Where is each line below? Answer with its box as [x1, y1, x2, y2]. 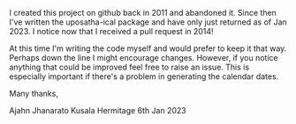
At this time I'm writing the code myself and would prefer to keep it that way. [9, 43, 287, 54]
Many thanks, [9, 88, 59, 98]
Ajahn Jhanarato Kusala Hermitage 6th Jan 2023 [9, 106, 187, 115]
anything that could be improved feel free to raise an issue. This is [9, 62, 250, 72]
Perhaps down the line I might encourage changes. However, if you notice [9, 53, 278, 62]
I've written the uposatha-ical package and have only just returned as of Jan [9, 17, 287, 27]
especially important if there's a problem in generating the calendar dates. [9, 71, 279, 82]
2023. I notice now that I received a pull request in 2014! [9, 26, 214, 36]
